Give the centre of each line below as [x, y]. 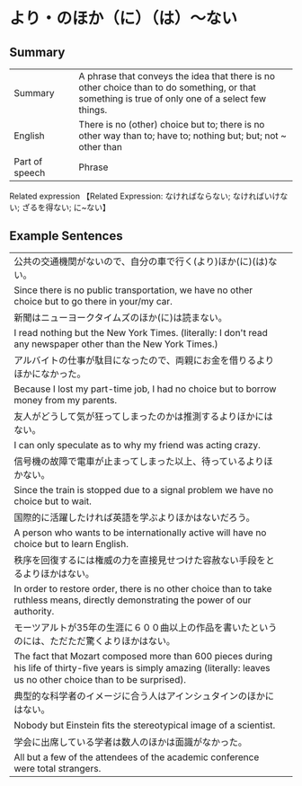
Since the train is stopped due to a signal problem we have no [144, 490]
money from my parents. [66, 401]
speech [30, 173]
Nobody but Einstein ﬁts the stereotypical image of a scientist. [145, 726]
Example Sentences [66, 236]
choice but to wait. [53, 501]
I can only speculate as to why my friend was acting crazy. [137, 446]
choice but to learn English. [71, 544]
